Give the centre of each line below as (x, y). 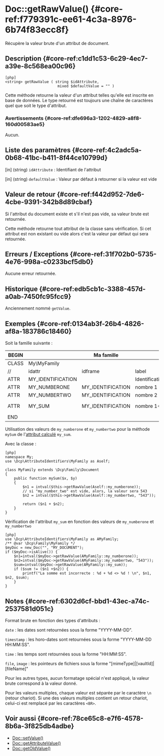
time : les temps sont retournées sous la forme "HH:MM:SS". (66, 654)
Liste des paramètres (38, 150)
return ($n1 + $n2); (43, 504)
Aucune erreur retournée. (31, 273)
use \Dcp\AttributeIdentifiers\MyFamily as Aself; (58, 462)
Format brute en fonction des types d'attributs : (53, 620)
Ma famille (106, 355)
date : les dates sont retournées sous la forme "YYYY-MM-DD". (69, 630)
